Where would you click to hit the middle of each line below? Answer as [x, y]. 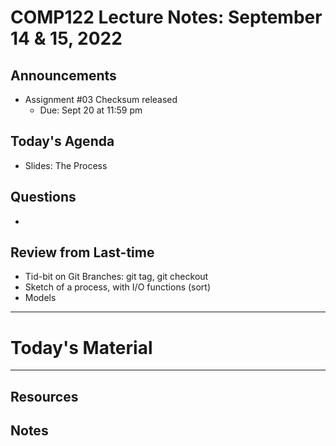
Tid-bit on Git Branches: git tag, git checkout [116, 277]
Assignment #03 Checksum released [101, 99]
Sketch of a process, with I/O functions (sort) [118, 287]
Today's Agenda [62, 141]
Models [40, 298]
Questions [43, 197]
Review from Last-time [82, 252]
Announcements [63, 75]
